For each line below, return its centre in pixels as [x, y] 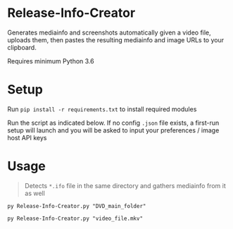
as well [35, 193]
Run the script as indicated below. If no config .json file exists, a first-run [113, 123]
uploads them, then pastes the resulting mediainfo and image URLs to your [115, 39]
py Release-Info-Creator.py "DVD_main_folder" [77, 206]
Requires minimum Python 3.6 [51, 61]
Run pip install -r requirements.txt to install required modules [102, 109]
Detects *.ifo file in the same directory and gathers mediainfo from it [125, 185]
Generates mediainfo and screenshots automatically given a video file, [109, 32]
